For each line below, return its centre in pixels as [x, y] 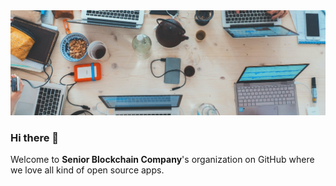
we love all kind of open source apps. [87, 170]
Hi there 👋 [35, 137]
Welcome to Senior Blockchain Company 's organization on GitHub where [162, 160]
